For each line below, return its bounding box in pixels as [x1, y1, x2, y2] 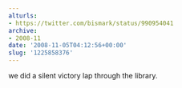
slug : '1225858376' [8, 49, 74, 57]
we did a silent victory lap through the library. [8, 71, 158, 80]
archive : [8, 26, 38, 34]
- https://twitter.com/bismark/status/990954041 [8, 19, 174, 27]
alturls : [8, 11, 38, 20]
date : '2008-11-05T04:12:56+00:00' [8, 42, 127, 50]
